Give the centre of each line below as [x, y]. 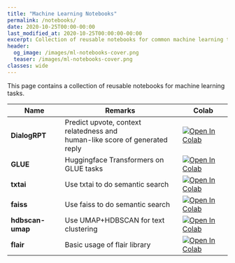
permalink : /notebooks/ [42, 20]
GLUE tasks [84, 169]
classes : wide [28, 66]
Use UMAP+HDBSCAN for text [115, 220]
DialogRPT [29, 135]
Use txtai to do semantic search [117, 184]
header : [19, 46]
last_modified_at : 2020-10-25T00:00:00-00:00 [74, 33]
